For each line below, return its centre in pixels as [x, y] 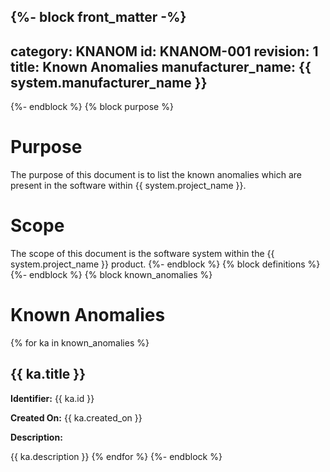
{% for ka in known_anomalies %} [80, 343]
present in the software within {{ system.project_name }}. [128, 186]
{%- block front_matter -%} [98, 17]
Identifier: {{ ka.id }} [52, 398]
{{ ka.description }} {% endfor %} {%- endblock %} [116, 456]
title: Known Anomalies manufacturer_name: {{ [161, 66]
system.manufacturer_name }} [109, 82]
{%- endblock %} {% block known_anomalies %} [111, 275]
